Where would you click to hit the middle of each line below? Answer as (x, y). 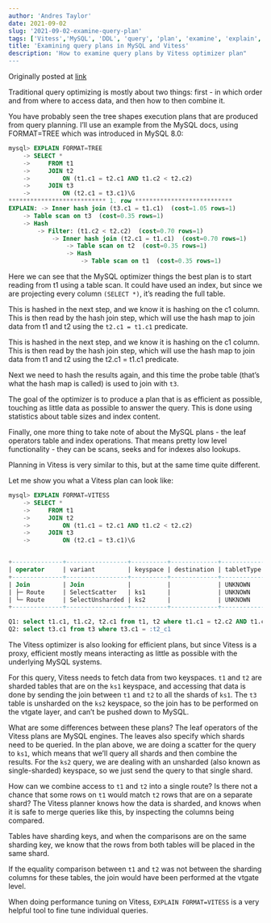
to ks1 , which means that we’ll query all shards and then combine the (123, 753)
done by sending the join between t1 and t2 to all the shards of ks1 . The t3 (133, 695)
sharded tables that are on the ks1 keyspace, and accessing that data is (127, 686)
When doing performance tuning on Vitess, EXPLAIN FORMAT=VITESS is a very (134, 902)
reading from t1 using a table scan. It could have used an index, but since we (135, 285)
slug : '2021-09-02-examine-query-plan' (75, 31)
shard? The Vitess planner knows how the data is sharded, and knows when (135, 803)
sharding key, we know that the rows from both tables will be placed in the (132, 845)
